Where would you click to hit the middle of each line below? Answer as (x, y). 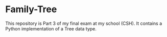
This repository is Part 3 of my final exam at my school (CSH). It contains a (84, 23)
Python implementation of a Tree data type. (51, 28)
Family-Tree (31, 9)
